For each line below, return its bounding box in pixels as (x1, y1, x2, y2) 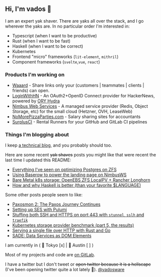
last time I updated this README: (5, 157, 71, 163)
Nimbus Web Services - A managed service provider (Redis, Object (12, 103, 148, 109)
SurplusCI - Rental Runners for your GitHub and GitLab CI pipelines (12, 119, 148, 125)
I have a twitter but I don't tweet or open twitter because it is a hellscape (5, 261, 151, 267)
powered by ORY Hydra (12, 98, 60, 104)
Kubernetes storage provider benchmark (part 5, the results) (12, 222, 135, 228)
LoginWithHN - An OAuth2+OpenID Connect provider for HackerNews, (12, 93, 155, 99)
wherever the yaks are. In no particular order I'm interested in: (5, 23, 130, 29)
